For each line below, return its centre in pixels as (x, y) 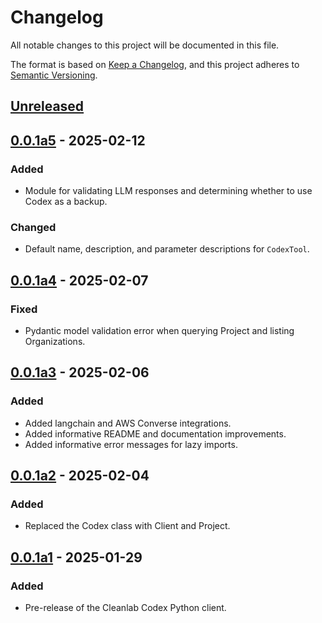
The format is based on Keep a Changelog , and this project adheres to (155, 64)
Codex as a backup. (66, 202)
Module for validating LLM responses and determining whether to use (168, 191)
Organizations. (55, 341)
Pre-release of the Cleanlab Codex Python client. (125, 608)
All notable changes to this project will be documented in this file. (145, 45)
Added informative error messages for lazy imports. (131, 444)
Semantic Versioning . (54, 75)
